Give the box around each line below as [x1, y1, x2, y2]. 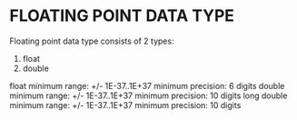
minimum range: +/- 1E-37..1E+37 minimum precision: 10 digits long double [9, 90, 288, 101]
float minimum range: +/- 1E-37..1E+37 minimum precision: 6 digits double [9, 80, 285, 91]
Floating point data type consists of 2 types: [9, 35, 174, 46]
